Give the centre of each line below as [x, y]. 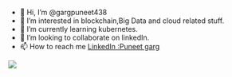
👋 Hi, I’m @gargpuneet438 [63, 12]
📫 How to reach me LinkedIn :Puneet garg [90, 46]
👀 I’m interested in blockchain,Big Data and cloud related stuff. [122, 21]
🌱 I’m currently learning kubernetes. [79, 29]
